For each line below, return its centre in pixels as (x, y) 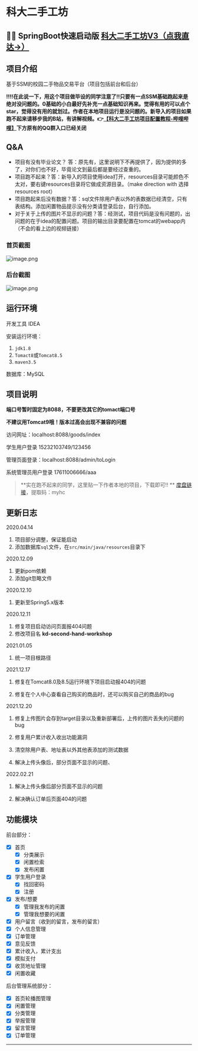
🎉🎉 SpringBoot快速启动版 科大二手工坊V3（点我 (94, 36)
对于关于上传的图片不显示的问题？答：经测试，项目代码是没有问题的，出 (102, 214)
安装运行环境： (24, 336)
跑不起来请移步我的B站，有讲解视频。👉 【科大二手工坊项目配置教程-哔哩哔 (97, 119)
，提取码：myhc (46, 492)
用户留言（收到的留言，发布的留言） (59, 921)
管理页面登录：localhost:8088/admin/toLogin (61, 460)
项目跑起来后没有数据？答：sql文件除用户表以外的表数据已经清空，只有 (101, 199)
